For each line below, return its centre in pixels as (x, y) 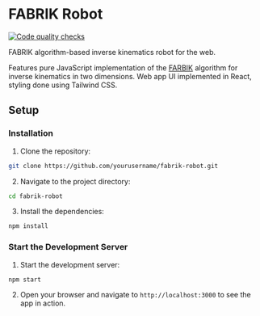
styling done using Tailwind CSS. (63, 85)
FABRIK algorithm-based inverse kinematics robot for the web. (112, 52)
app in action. (43, 303)
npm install (28, 226)
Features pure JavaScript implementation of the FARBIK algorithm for (123, 67)
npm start (25, 280)
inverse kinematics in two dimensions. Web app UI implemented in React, (130, 76)
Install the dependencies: (62, 212)
